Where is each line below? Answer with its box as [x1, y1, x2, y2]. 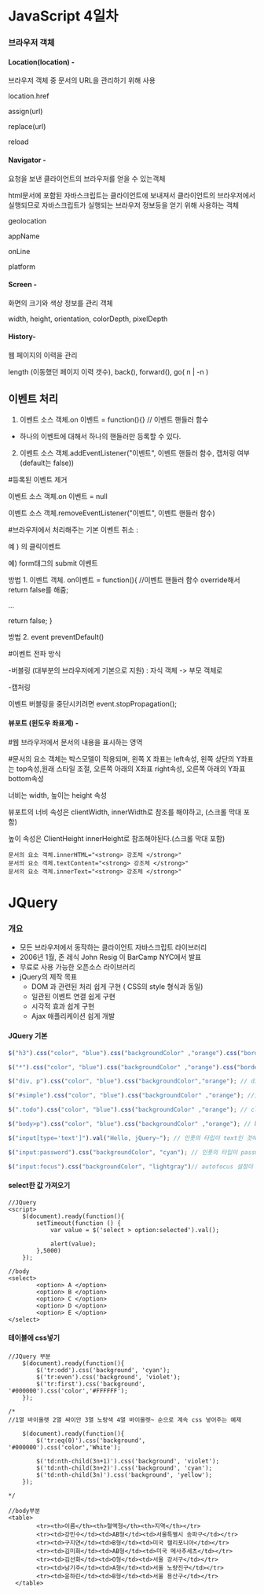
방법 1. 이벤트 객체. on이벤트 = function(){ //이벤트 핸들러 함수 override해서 [8, 575, 241, 585]
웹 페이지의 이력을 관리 [8, 350, 78, 360]
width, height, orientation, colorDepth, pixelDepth [8, 314, 168, 323]
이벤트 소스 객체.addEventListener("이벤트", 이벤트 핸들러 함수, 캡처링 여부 [19, 448, 250, 457]
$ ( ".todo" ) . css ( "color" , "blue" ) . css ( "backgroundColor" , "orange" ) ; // [8, 1106, 248, 1114]
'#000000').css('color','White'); [8, 1443, 122, 1452]
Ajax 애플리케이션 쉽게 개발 [31, 1012, 115, 1021]
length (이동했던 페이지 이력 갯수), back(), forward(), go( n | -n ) [8, 367, 209, 376]
